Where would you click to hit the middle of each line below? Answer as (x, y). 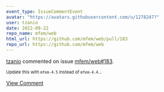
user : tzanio (22, 22)
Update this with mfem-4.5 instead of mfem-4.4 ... (54, 72)
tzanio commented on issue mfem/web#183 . (60, 61)
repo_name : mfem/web (32, 34)
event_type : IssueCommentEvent (45, 11)
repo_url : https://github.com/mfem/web (55, 45)
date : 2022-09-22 (27, 28)
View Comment (25, 83)
